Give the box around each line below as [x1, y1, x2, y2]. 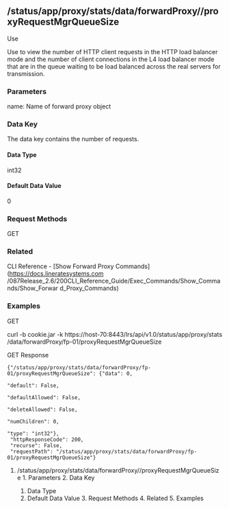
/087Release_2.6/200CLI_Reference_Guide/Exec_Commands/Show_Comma [7, 277, 221, 285]
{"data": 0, [98, 370, 133, 377]
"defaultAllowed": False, [7, 394, 81, 401]
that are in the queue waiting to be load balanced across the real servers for [7, 62, 221, 71]
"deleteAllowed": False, [7, 406, 78, 413]
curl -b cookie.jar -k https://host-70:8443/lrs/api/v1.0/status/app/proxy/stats [7, 330, 223, 338]
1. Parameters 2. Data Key [22, 473, 95, 482]
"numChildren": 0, [7, 418, 59, 425]
